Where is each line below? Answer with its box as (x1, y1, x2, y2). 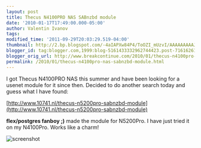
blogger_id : (6, 48, 36, 54)
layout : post (6, 8, 39, 15)
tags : (6, 31, 20, 37)
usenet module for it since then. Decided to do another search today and (6, 81, 185, 88)
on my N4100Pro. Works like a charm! (6, 124, 99, 131)
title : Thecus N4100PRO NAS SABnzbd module (6, 14, 117, 20)
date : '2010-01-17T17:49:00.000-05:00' (6, 20, 106, 26)
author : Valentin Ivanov (6, 25, 68, 32)
